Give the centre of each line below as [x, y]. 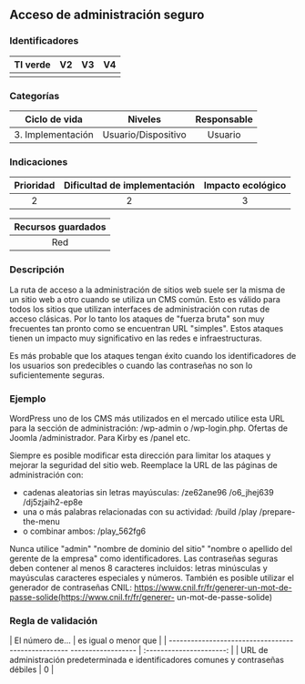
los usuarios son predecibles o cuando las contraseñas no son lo [131, 365]
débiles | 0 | [32, 669]
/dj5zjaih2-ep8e [53, 502]
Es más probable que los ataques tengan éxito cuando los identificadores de [153, 355]
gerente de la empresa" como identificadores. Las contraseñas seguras [144, 558]
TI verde [33, 65]
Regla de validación [54, 620]
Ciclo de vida [54, 119]
